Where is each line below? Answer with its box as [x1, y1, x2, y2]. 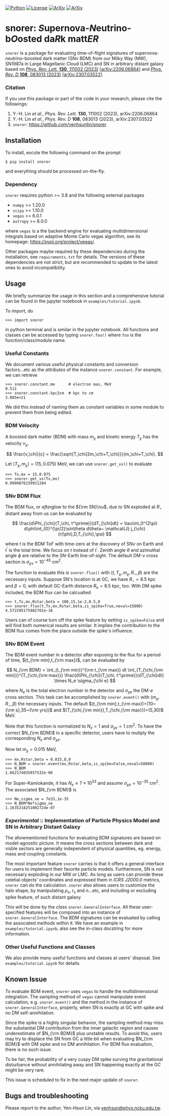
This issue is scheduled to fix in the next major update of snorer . [5, 1077, 139, 1083]
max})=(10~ [131, 700, 156, 706]
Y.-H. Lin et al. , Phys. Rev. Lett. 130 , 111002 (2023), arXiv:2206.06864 [12, 111, 158, 117]
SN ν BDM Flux [5, 493, 41, 500]
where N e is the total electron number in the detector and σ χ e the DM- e [5, 688, 153, 695]
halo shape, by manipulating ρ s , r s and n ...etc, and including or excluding [5, 887, 156, 895]
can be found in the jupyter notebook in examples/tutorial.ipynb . [5, 298, 142, 304]
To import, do [5, 308, 33, 314]
